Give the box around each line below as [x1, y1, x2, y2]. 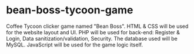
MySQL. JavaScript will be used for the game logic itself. [6, 41, 143, 48]
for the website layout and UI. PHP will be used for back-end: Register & [6, 28, 180, 35]
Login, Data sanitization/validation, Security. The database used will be [6, 35, 178, 42]
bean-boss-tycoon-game [6, 3, 133, 17]
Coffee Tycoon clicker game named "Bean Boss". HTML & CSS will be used [6, 23, 189, 30]
